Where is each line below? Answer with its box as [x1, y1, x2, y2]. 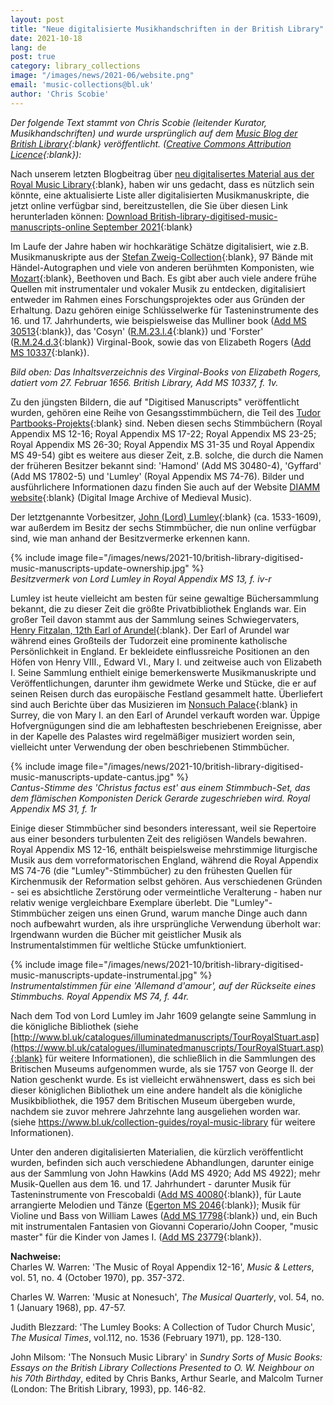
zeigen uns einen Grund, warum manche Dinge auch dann [67, 907, 308, 919]
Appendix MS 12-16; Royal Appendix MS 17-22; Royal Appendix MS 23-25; [10, 427, 317, 440]
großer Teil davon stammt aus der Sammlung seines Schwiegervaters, [10, 613, 300, 625]
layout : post [10, 14, 65, 25]
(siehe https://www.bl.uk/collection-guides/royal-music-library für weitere [10, 1116, 316, 1128]
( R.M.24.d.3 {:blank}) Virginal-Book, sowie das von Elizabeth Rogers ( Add [10, 336, 312, 348]
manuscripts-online [10, 221, 91, 233]
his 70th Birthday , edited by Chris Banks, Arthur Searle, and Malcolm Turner [10, 1372, 324, 1384]
